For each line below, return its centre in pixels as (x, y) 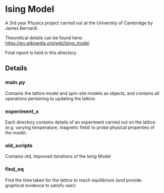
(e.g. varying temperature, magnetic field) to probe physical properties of (80, 127)
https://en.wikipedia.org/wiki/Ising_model (47, 43)
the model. (16, 132)
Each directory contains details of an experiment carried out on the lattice (80, 122)
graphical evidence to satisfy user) (41, 185)
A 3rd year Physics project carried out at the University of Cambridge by (79, 23)
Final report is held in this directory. (41, 53)
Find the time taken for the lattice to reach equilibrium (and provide (73, 180)
